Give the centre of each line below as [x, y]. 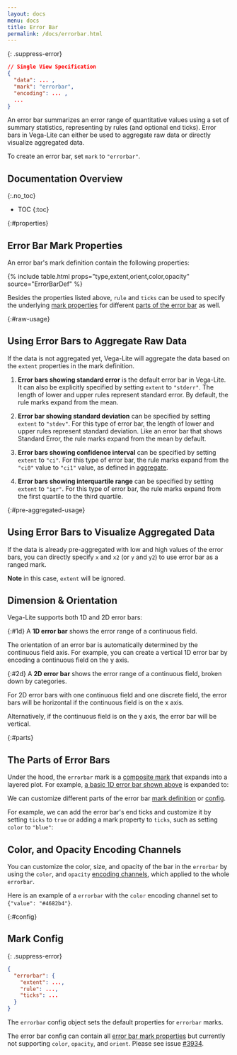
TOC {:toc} [33, 209]
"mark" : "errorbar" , [44, 87]
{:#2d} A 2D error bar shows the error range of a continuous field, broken [115, 674]
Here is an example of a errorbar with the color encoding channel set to [112, 895]
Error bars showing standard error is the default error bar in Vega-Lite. [122, 380]
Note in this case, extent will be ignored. [67, 578]
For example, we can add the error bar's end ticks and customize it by [109, 812]
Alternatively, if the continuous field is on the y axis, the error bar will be [112, 717]
